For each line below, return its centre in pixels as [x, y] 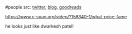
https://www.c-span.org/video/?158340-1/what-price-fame [66, 17]
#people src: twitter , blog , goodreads [43, 7]
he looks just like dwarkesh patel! [39, 26]
